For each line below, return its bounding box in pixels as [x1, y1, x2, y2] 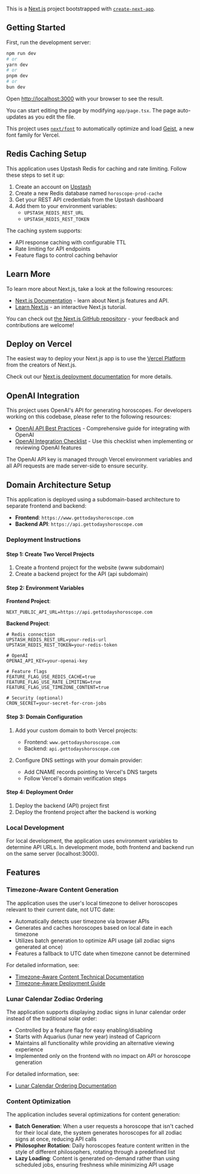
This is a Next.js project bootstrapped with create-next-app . [6, 5, 156, 12]
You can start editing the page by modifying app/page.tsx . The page [6, 106, 176, 114]
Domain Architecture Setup [6, 480, 111, 490]
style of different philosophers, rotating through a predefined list [15, 1149, 175, 1156]
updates [6, 113, 27, 120]
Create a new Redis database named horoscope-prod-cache [15, 189, 163, 197]
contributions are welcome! [6, 321, 74, 328]
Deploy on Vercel [6, 339, 73, 349]
